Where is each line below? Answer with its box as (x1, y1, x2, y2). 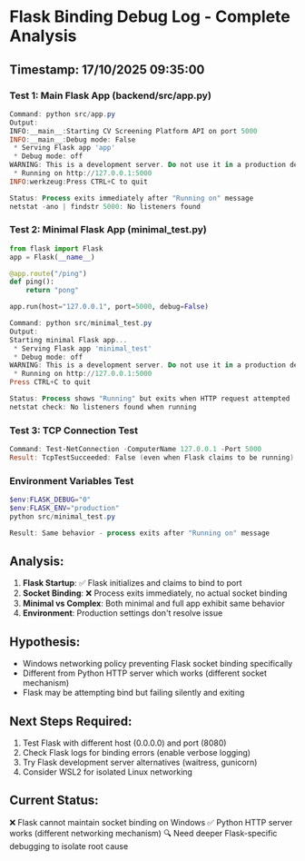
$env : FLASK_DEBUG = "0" (9, 495, 92, 505)
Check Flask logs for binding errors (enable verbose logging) (22, 747, 251, 758)
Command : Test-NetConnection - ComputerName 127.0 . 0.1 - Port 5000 (9, 445, 261, 454)
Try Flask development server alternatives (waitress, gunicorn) (22, 757, 258, 768)
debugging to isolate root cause (9, 840, 129, 851)
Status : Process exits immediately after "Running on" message (9, 193, 254, 203)
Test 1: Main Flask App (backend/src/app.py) (9, 89, 212, 102)
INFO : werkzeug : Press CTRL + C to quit (9, 177, 148, 186)
